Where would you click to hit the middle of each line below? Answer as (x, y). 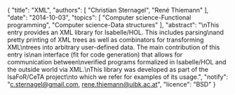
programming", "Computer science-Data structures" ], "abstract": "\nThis (113, 25)
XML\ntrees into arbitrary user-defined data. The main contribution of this (114, 47)
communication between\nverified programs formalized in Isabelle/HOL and (117, 62)
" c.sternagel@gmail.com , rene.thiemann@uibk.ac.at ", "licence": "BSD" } (112, 84)
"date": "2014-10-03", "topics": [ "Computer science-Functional (99, 17)
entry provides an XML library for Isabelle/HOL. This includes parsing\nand (116, 32)
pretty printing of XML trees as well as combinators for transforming (106, 40)
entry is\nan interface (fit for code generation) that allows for (95, 54)
